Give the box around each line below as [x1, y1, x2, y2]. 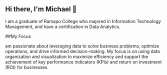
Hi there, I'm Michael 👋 [5, 5, 77, 13]
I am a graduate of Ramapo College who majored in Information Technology [5, 18, 161, 24]
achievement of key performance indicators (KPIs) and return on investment [5, 58, 162, 65]
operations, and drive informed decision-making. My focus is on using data [5, 48, 160, 54]
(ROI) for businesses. [5, 64, 49, 70]
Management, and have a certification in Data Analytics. [5, 23, 121, 29]
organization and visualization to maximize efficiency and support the [5, 53, 148, 59]
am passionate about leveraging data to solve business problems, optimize [5, 43, 159, 49]
